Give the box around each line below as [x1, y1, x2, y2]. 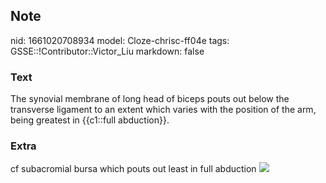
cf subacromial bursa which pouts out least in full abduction [10, 163, 257, 175]
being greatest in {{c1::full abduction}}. [10, 114, 170, 126]
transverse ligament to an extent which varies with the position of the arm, [10, 104, 317, 116]
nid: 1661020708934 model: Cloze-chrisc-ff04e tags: [10, 34, 230, 46]
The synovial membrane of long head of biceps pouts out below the [10, 93, 290, 105]
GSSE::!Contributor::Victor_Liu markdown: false [10, 45, 205, 57]
